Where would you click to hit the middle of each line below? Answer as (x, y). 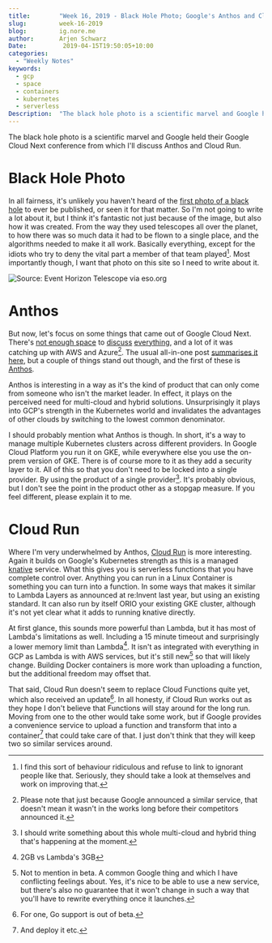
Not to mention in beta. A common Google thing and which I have (129, 873)
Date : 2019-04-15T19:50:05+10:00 (81, 46)
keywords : (25, 69)
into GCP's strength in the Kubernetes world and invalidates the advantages (135, 411)
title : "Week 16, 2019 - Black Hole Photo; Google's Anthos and (132, 16)
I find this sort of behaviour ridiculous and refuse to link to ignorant (132, 767)
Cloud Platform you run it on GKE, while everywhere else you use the (123, 452)
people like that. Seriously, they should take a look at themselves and (135, 776)
